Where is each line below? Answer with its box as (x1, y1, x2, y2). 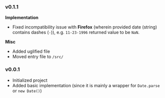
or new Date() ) (12, 88, 42, 94)
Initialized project (12, 77, 48, 83)
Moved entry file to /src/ (12, 54, 63, 60)
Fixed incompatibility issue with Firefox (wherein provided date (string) (12, 24, 158, 30)
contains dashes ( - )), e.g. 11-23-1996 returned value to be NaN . (12, 30, 140, 35)
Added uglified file (12, 48, 51, 55)
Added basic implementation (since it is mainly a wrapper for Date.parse (12, 82, 160, 88)
